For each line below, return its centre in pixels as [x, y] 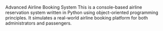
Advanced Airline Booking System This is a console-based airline [74, 7]
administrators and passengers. [39, 23]
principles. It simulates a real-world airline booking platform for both [77, 18]
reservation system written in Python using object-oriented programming [82, 12]
